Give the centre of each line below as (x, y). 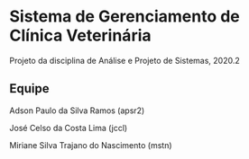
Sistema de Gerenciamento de (125, 17)
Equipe (29, 88)
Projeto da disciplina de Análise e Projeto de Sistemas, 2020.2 (125, 60)
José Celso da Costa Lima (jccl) (69, 128)
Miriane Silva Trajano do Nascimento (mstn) (91, 145)
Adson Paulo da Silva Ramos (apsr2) (77, 110)
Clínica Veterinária (80, 35)
